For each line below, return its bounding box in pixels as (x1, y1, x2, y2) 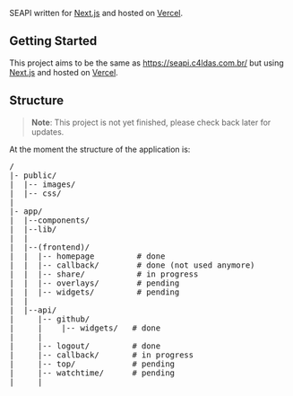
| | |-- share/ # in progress (9, 268, 199, 279)
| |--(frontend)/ (9, 242, 90, 252)
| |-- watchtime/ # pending (9, 367, 176, 378)
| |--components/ (9, 215, 90, 225)
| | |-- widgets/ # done (9, 322, 161, 333)
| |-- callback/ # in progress (9, 349, 194, 360)
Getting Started (9, 33, 98, 48)
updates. (30, 126, 65, 137)
